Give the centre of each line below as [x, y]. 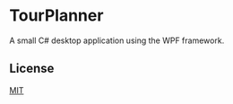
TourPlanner [56, 16]
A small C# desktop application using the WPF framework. [117, 40]
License [32, 69]
